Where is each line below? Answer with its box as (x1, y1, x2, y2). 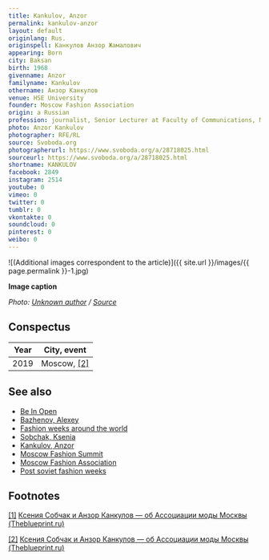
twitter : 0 (8, 198, 45, 206)
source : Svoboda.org (8, 138, 78, 147)
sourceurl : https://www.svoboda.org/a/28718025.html (8, 153, 188, 161)
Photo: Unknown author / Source (8, 297, 118, 306)
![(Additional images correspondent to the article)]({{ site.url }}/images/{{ (8, 258, 250, 267)
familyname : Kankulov (8, 79, 81, 87)
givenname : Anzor (8, 71, 66, 79)
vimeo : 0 (8, 190, 38, 199)
